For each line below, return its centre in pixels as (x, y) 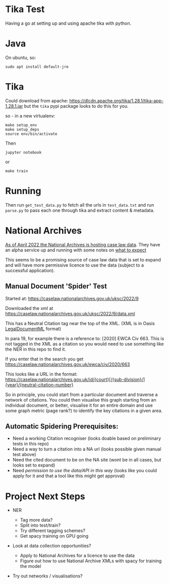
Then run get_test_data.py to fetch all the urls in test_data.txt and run (80, 205)
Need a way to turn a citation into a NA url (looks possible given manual (87, 449)
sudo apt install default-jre (37, 67)
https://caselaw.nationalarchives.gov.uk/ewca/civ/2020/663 (68, 364)
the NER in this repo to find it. (36, 349)
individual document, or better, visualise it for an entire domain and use (79, 405)
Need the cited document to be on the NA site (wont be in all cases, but (87, 460)
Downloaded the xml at (29, 308)
